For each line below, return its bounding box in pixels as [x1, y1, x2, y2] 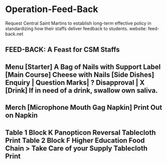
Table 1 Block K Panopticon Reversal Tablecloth [5, 128, 156, 137]
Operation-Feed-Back [5, 4, 98, 15]
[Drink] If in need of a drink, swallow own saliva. [5, 86, 158, 95]
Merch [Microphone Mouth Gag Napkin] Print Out [5, 103, 162, 112]
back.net [5, 31, 24, 37]
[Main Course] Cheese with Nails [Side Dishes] [5, 70, 154, 79]
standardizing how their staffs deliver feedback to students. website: [5, 25, 147, 31]
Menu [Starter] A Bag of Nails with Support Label [5, 62, 161, 71]
